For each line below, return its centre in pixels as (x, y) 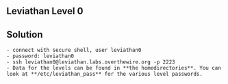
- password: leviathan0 (40, 56)
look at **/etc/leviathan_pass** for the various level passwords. (105, 74)
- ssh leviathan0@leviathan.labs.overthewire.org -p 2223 (91, 62)
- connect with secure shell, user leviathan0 (74, 51)
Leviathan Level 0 (45, 11)
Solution (25, 34)
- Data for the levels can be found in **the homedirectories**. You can (114, 68)
